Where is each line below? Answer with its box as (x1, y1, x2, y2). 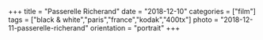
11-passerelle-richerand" (8, 24, 89, 32)
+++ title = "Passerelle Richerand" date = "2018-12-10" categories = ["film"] (8, 7, 256, 16)
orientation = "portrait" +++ (90, 24, 181, 32)
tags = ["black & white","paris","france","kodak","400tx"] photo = (8, 15, 219, 24)
